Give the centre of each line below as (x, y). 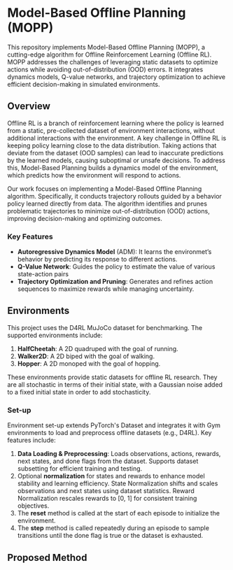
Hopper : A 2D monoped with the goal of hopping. (89, 363)
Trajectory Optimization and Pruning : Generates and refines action (115, 282)
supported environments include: (55, 335)
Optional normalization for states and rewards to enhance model (111, 476)
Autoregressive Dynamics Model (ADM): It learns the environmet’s (114, 252)
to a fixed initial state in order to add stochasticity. (79, 392)
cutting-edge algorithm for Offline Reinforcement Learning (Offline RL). (110, 55)
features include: (31, 440)
